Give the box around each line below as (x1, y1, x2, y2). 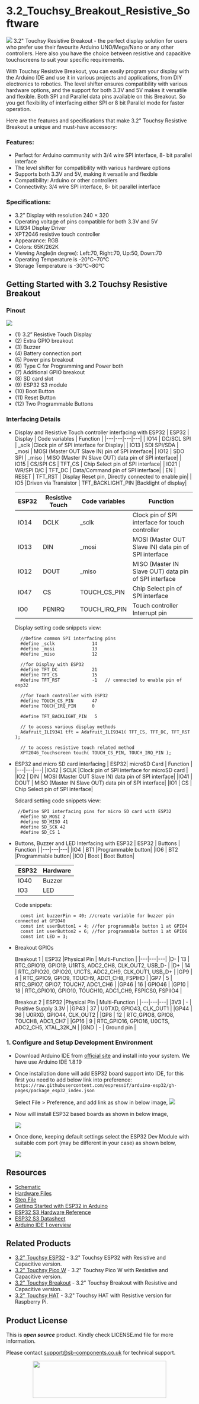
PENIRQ (43, 605, 65, 613)
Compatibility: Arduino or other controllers (14, 177, 118, 184)
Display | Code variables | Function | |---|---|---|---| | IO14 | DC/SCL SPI (14, 435, 191, 442)
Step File (14, 1196, 37, 1203)
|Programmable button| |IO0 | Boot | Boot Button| (14, 852, 134, 859)
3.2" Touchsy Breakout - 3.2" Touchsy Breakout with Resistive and (14, 1279, 178, 1286)
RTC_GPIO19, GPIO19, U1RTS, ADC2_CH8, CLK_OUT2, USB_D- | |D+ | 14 (14, 962, 191, 969)
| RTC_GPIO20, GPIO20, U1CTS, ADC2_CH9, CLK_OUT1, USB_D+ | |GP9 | (14, 968, 192, 975)
